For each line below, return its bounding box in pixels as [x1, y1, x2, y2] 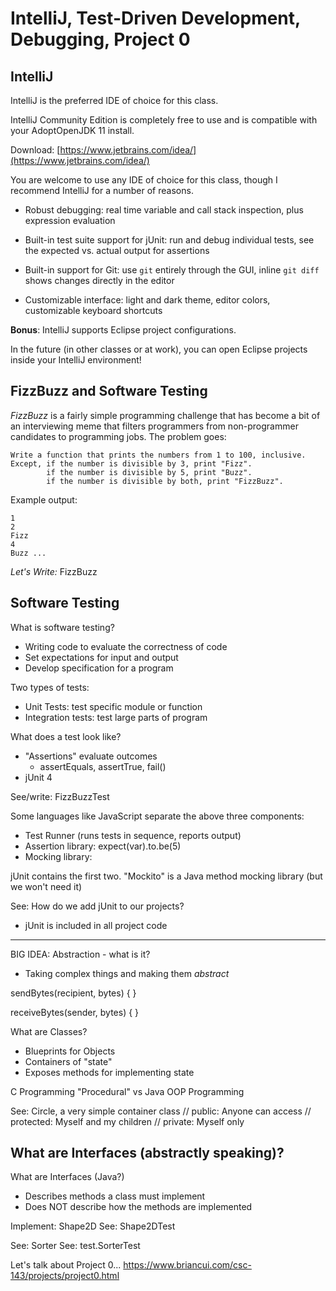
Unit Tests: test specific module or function [24, 700, 203, 712]
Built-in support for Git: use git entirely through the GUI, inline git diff [24, 264, 320, 276]
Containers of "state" [24, 1055, 113, 1067]
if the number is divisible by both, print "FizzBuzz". [46, 476, 284, 486]
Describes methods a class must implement [24, 1190, 206, 1202]
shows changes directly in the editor [24, 275, 175, 286]
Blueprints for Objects [24, 1045, 116, 1057]
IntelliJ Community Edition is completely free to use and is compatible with [10, 114, 318, 126]
